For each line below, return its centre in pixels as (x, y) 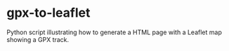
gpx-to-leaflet (48, 13)
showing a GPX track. (38, 39)
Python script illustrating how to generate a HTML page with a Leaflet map (114, 32)
